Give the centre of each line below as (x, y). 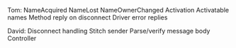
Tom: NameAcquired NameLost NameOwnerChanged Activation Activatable (118, 10)
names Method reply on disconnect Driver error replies (88, 17)
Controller (22, 38)
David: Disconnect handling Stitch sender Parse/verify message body (109, 31)
